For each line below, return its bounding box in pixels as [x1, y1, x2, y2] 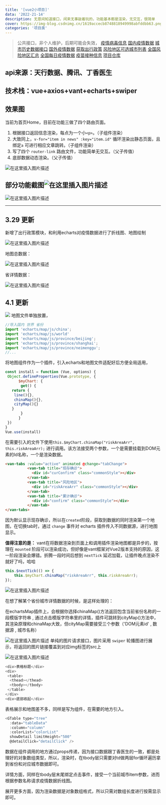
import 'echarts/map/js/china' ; [5, 327, 72, 332]
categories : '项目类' [5, 26, 47, 31]
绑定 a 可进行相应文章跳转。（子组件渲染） [12, 142, 96, 148]
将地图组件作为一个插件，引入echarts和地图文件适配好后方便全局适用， [5, 360, 151, 366]
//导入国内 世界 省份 [5, 322, 43, 327]
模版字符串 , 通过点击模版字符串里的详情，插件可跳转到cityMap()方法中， [9, 615, 159, 620]
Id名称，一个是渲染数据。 [13, 451, 66, 457]
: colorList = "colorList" [9, 730, 58, 735]
